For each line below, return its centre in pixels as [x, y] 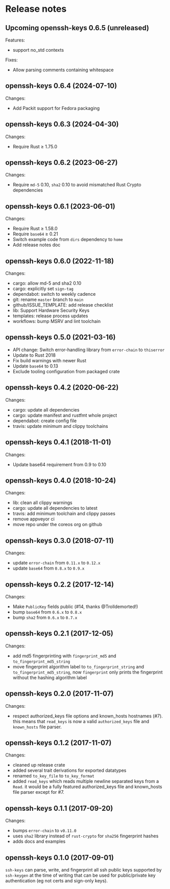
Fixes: [11, 60]
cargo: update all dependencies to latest [55, 508]
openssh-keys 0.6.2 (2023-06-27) [62, 162]
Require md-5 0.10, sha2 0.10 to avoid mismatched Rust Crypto [77, 185]
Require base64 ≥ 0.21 [35, 234]
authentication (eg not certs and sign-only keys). [57, 881]
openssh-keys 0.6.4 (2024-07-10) [61, 86]
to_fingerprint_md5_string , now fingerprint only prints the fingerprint [88, 672]
